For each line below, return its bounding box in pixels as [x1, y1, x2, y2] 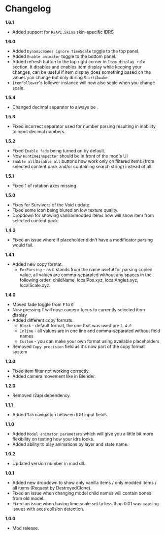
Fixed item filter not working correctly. [12, 368, 90, 374]
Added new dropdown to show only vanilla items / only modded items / [12, 480, 157, 486]
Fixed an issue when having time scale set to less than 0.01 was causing [12, 500, 159, 506]
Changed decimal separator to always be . [12, 104, 99, 110]
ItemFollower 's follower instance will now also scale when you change [12, 80, 155, 86]
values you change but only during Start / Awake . [12, 74, 109, 80]
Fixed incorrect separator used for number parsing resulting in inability [12, 123, 156, 129]
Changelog [5, 3, 51, 14]
